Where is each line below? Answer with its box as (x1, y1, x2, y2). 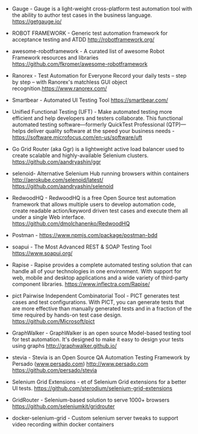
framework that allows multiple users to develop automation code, (11, 201, 176, 208)
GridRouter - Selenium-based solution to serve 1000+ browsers (11, 397, 170, 403)
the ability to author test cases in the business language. (11, 11, 152, 19)
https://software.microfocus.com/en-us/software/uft (11, 134, 143, 141)
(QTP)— (166, 121, 187, 128)
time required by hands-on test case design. (11, 311, 122, 318)
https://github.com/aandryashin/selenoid (11, 183, 114, 190)
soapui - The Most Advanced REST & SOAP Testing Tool (11, 243, 152, 250)
